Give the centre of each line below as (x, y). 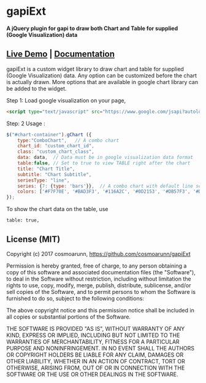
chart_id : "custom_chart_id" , (56, 146)
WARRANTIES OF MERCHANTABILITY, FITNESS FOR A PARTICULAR (93, 341)
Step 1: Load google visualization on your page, (66, 100)
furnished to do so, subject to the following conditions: (75, 298)
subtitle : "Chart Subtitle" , (55, 174)
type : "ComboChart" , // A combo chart (68, 140)
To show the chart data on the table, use (57, 209)
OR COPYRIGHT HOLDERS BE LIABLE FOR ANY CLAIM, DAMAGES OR (95, 355)
